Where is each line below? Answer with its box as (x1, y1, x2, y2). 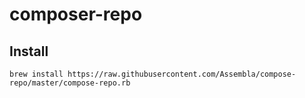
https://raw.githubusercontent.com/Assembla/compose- (67, 69, 297, 79)
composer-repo (9, 3, 143, 26)
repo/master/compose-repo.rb (9, 78, 131, 88)
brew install (9, 69, 64, 79)
